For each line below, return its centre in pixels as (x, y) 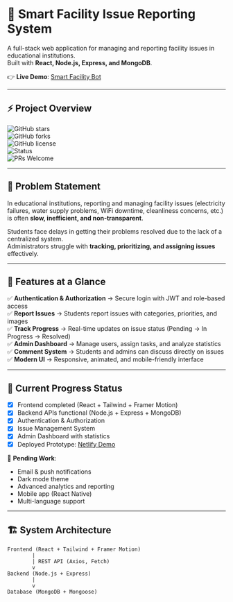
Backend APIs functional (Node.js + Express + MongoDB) (99, 413)
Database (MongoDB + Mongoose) (52, 592)
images (18, 321)
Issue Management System (56, 429)
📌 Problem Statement (54, 187)
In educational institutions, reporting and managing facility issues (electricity (116, 203)
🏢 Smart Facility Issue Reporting (102, 14)
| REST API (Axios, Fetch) (71, 562)
